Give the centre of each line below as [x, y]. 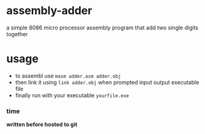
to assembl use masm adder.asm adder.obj [68, 76]
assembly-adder [49, 11]
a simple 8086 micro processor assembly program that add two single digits [102, 28]
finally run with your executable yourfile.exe [72, 95]
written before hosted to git [42, 125]
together [17, 34]
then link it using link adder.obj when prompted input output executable [107, 82]
